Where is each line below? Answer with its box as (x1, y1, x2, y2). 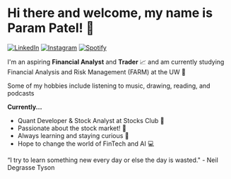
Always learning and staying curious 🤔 (17, 131, 129, 139)
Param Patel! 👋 (7, 20, 95, 36)
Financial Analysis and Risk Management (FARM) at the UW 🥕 (7, 67, 186, 76)
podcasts (7, 88, 35, 97)
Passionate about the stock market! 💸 (17, 124, 127, 132)
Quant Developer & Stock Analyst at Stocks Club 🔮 (17, 116, 165, 125)
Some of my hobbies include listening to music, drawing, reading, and (7, 81, 211, 90)
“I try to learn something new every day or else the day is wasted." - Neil (7, 156, 219, 164)
